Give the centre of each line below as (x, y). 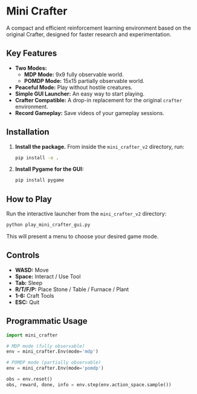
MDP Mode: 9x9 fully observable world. (74, 74)
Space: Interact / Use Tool (48, 276)
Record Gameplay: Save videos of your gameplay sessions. (89, 113)
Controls (23, 255)
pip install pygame (40, 180)
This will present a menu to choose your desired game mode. (82, 236)
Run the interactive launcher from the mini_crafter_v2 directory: (86, 214)
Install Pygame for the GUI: (49, 169)
